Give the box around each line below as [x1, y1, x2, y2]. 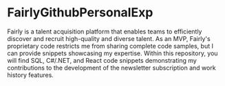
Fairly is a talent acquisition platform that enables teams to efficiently [7, 27, 202, 35]
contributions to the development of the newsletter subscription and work [7, 63, 216, 72]
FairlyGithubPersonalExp [7, 5, 153, 20]
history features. [7, 70, 54, 79]
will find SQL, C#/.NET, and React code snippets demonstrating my [7, 56, 197, 64]
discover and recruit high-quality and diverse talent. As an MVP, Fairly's [7, 34, 211, 42]
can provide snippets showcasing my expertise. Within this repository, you [7, 49, 218, 57]
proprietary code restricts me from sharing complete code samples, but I [7, 42, 213, 50]
